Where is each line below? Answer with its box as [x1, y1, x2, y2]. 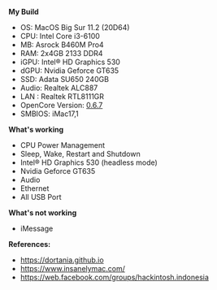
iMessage [20, 223, 54, 233]
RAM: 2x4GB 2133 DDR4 [20, 49, 103, 58]
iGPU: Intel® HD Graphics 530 [20, 57, 120, 67]
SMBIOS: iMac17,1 [20, 109, 79, 119]
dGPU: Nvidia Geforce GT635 [20, 66, 119, 76]
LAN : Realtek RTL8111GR [20, 92, 104, 101]
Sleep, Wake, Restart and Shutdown [20, 149, 141, 158]
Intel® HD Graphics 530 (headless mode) [20, 158, 158, 167]
